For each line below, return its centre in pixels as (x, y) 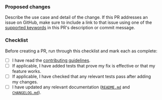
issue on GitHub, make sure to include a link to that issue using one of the (79, 22)
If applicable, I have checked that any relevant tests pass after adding (81, 76)
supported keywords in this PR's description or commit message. (70, 28)
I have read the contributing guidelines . (51, 60)
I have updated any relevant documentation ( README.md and (71, 87)
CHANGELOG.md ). (26, 92)
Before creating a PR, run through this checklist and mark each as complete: (81, 51)
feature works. (26, 71)
